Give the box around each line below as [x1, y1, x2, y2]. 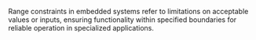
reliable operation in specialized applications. [8, 24, 155, 32]
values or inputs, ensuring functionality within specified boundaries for [8, 15, 237, 24]
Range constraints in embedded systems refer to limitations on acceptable [8, 7, 249, 16]
